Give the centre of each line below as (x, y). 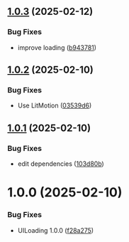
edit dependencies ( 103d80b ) (61, 164)
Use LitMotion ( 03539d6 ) (55, 105)
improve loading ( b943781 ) (57, 47)
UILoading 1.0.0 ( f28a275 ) (56, 230)
